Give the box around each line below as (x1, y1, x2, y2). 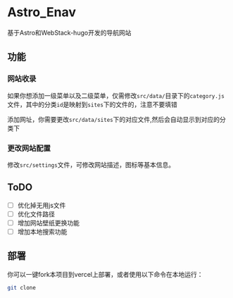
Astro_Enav (7, 4, 76, 20)
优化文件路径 (17, 209, 55, 218)
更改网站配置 (7, 143, 51, 153)
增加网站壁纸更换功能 (17, 218, 80, 227)
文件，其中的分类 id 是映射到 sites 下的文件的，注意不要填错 (7, 100, 178, 108)
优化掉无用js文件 (17, 201, 66, 209)
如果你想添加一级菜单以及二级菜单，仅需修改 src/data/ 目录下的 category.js (7, 91, 225, 99)
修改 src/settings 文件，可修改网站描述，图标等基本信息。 (7, 160, 175, 169)
